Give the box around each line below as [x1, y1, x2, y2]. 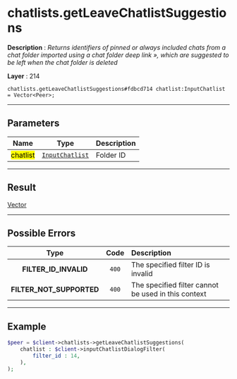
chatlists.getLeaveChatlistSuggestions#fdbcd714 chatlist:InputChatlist [7, 85, 226, 92]
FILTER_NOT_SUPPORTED [11, 285, 99, 294]
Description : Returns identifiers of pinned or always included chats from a [7, 43, 226, 51]
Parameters [7, 118, 60, 130]
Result [7, 182, 37, 194]
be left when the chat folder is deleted [7, 58, 118, 66]
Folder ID [95, 150, 126, 160]
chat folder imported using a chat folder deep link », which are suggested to [7, 51, 229, 59]
